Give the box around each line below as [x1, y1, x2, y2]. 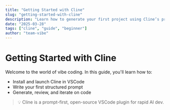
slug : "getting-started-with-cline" [5, 12, 82, 17]
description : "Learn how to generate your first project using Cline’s [5, 17, 159, 22]
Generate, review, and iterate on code [12, 89, 92, 95]
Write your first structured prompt [12, 84, 83, 90]
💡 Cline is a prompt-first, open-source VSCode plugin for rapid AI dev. [17, 99, 164, 105]
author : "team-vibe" [5, 31, 49, 36]
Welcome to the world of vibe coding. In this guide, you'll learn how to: [5, 69, 153, 75]
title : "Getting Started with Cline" [5, 7, 85, 13]
